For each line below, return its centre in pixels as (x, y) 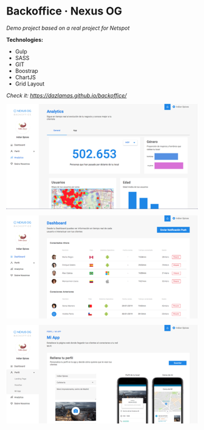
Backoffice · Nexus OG (64, 11)
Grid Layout (29, 84)
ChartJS (25, 77)
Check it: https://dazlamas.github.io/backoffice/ (66, 95)
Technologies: (25, 39)
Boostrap (26, 70)
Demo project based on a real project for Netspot (68, 28)
